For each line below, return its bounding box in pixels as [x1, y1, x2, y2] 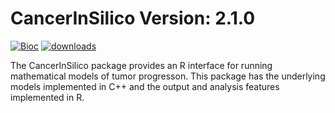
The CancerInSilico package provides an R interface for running [10, 59, 273, 71]
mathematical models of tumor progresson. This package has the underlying [10, 70, 326, 82]
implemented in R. [10, 91, 85, 103]
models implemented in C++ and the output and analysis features [10, 80, 280, 92]
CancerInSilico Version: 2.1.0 [10, 7, 256, 30]
